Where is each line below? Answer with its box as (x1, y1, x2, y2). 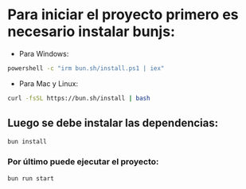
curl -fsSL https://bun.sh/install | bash (7, 94, 150, 102)
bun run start (7, 174, 55, 183)
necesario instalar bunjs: (7, 22, 176, 41)
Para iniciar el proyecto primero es (7, 6, 240, 24)
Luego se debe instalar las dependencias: (7, 116, 219, 130)
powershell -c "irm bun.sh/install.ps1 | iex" (7, 64, 165, 73)
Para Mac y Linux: (18, 78, 79, 89)
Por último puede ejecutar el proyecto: (7, 156, 159, 167)
